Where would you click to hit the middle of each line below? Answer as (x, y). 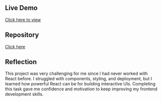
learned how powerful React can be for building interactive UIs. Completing (80, 84)
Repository (22, 35)
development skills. (24, 94)
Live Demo (21, 8)
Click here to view (23, 19)
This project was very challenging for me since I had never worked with (76, 74)
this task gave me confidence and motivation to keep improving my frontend (81, 89)
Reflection (21, 62)
